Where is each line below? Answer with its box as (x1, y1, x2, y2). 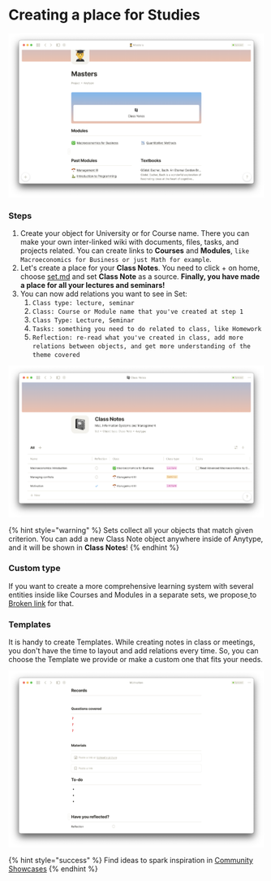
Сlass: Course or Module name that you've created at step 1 (32, 307, 243, 316)
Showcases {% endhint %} (8, 864, 99, 874)
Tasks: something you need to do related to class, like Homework (32, 325, 262, 334)
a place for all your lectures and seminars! (19, 281, 166, 290)
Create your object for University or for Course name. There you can (19, 229, 250, 238)
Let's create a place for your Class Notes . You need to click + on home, (19, 263, 260, 273)
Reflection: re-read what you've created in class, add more (32, 334, 243, 342)
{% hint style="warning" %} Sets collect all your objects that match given (8, 525, 254, 534)
